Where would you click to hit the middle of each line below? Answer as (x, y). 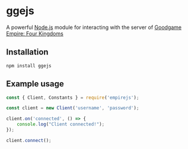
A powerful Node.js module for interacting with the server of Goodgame (94, 27)
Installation (27, 52)
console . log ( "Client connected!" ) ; (61, 124)
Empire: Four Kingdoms (35, 33)
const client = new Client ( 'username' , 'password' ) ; (73, 108)
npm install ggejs (29, 66)
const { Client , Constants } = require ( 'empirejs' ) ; (73, 98)
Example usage (35, 84)
